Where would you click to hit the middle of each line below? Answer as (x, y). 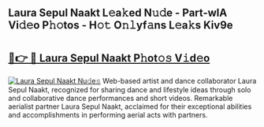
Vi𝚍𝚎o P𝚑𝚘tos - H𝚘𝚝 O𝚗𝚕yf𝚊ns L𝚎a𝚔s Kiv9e (121, 26)
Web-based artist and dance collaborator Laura (179, 81)
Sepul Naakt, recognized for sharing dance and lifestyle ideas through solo (130, 90)
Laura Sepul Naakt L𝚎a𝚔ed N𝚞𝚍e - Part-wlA (118, 13)
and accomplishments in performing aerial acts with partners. (108, 115)
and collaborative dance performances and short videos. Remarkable (121, 98)
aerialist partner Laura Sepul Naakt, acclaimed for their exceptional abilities (130, 106)
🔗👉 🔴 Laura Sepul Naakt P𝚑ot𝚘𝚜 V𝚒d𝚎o (109, 58)
